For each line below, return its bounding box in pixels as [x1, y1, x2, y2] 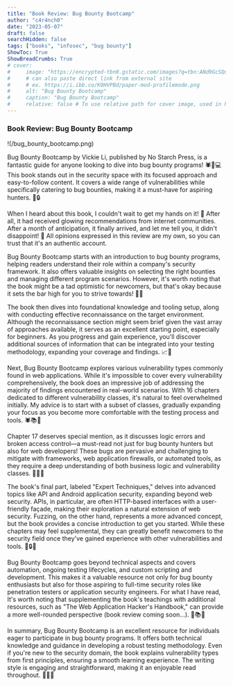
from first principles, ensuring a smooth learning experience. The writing [7, 656, 215, 664]
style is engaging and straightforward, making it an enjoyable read [7, 664, 196, 672]
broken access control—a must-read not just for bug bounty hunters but [7, 440, 214, 448]
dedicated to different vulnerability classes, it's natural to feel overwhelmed [7, 394, 223, 402]
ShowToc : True [7, 49, 49, 56]
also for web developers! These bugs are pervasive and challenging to [7, 447, 209, 456]
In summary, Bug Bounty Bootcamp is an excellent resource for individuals [7, 627, 220, 635]
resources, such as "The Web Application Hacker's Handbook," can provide [7, 603, 224, 611]
